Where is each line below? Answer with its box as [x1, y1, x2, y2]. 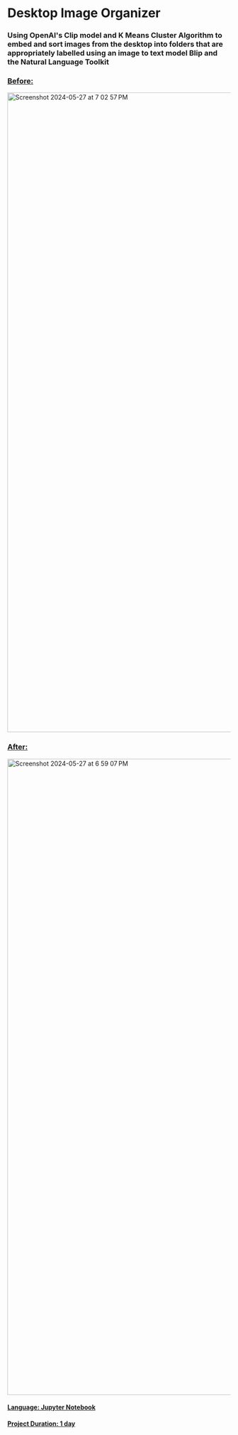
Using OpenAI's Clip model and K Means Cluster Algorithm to [7, 31, 222, 41]
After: [7, 742, 28, 752]
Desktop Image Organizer [7, 5, 161, 21]
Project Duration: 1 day [7, 1419, 76, 1428]
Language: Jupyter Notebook [7, 1403, 96, 1412]
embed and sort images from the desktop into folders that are [7, 39, 223, 49]
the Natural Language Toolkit [7, 57, 110, 67]
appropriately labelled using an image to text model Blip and [7, 48, 218, 58]
